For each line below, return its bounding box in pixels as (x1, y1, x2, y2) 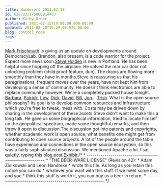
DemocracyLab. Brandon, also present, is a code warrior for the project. (5, 53, 151, 59)
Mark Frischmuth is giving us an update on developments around (5, 47, 137, 54)
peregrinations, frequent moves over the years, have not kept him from (5, 79, 148, 85)
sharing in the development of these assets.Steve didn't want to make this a (5, 110, 159, 116)
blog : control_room (5, 30, 45, 35)
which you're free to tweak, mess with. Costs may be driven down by (5, 105, 145, 111)
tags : (5, 35, 16, 40)
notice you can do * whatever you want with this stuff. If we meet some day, (5, 167, 159, 173)
